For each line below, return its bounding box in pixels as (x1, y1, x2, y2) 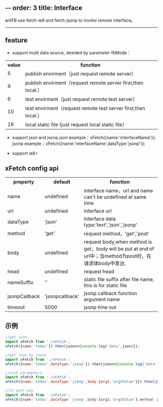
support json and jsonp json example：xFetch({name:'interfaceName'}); (12, 134, 156, 140)
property (13, 179, 34, 186)
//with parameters (5, 370, 42, 375)
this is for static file (84, 282, 127, 289)
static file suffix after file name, (84, 276, 154, 283)
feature (5, 36, 28, 45)
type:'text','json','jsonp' (84, 221, 138, 228)
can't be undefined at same (84, 194, 147, 201)
